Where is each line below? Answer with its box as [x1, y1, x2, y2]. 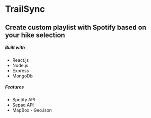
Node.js [12, 62, 29, 68]
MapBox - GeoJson [12, 107, 52, 113]
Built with [5, 44, 25, 50]
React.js [12, 57, 29, 63]
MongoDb [12, 73, 33, 79]
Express [12, 68, 29, 74]
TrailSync [5, 3, 45, 15]
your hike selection [5, 31, 65, 39]
